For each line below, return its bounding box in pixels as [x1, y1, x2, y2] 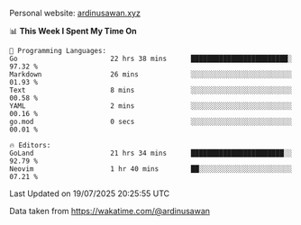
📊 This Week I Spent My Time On [9, 26, 137, 36]
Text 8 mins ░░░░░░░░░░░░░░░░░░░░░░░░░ [9, 85, 293, 94]
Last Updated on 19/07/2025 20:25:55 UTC [9, 188, 170, 199]
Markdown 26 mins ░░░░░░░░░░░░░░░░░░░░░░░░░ [9, 70, 293, 79]
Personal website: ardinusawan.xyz [9, 8, 141, 18]
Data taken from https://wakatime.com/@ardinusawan [9, 206, 210, 216]
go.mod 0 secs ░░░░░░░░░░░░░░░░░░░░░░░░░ [9, 117, 293, 126]
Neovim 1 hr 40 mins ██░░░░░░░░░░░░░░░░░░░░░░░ [9, 165, 293, 174]
